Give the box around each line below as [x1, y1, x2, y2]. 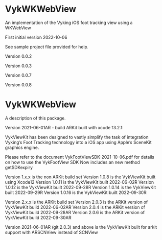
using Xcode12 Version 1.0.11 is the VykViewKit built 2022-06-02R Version [5, 179, 154, 185]
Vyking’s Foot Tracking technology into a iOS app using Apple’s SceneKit [5, 139, 152, 145]
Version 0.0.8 [5, 82, 32, 88]
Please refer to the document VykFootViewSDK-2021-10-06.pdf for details [5, 154, 155, 160]
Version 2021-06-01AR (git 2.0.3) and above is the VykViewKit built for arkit [5, 224, 157, 230]
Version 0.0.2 [5, 53, 32, 59]
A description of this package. [5, 115, 66, 121]
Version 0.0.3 [5, 63, 32, 69]
